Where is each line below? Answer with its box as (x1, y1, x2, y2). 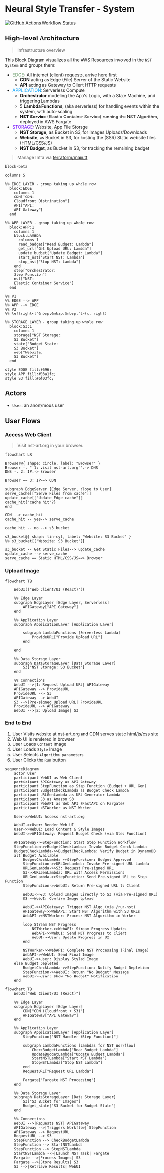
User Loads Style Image (12, 746, 62, 752)
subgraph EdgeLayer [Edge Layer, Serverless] (14, 600, 110, 605)
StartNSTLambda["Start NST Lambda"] (31, 1056, 107, 1061)
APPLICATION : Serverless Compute (12, 87, 85, 93)
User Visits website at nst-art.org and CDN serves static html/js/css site (12, 731, 159, 737)
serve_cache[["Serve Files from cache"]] (5, 491, 92, 496)
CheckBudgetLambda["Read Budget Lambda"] (31, 1047, 119, 1052)
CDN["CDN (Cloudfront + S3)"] (23, 1008, 85, 1013)
